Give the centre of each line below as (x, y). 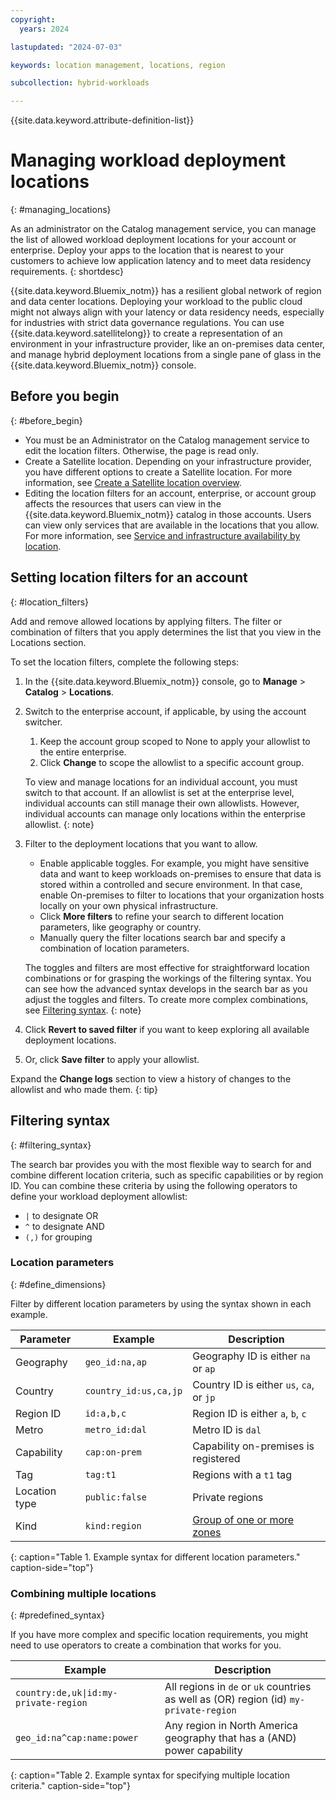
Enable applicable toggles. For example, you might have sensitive (174, 863)
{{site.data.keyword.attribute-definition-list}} (102, 120)
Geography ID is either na (251, 1356)
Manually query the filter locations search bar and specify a (162, 937)
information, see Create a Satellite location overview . (133, 482)
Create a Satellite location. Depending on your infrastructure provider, (168, 461)
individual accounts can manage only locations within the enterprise (165, 813)
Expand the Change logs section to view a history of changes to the (151, 1078)
